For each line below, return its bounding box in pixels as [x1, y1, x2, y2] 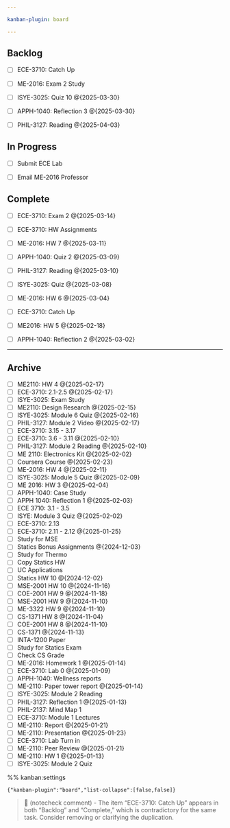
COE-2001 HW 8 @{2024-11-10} [16, 620, 108, 628]
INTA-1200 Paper [16, 636, 66, 643]
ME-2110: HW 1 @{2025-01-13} [16, 752, 105, 760]
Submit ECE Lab [16, 159, 63, 167]
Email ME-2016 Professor [16, 173, 89, 181]
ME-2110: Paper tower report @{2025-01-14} [16, 682, 144, 690]
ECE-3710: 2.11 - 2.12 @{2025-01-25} [16, 528, 122, 536]
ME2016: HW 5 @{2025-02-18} [16, 322, 106, 329]
